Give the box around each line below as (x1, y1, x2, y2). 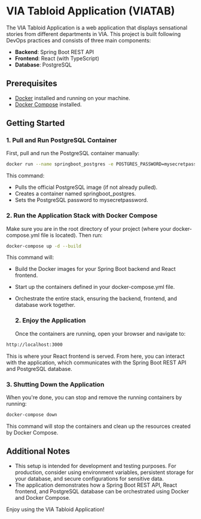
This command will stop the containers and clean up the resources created (6, 423, 191, 430)
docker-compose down (6, 412, 58, 418)
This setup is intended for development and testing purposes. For (14, 462, 176, 469)
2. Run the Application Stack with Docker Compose (6, 212, 158, 220)
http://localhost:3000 (6, 342, 63, 348)
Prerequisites (6, 79, 57, 89)
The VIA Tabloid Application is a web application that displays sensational (6, 24, 187, 31)
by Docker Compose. (6, 429, 59, 436)
